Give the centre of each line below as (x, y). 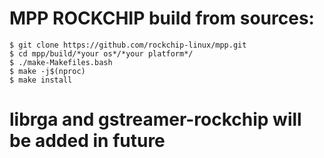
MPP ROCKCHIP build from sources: (162, 18)
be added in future (87, 141)
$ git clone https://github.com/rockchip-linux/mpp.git (128, 45)
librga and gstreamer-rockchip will (155, 119)
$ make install (41, 80)
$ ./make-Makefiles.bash (61, 62)
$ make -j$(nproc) (47, 71)
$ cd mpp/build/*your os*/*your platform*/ (101, 53)
